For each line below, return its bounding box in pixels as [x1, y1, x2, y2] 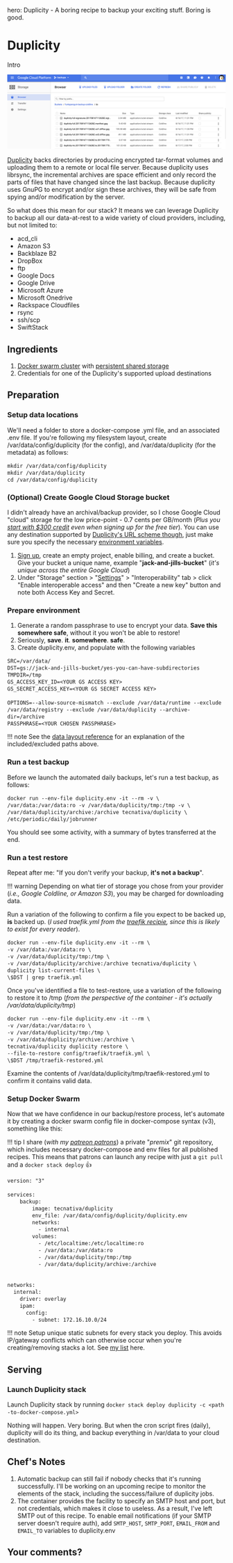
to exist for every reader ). [7, 925, 80, 933]
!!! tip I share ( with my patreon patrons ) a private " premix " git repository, [7, 1138, 214, 1147]
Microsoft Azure [17, 286, 64, 295]
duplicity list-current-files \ [7, 966, 101, 974]
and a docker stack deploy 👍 [7, 1160, 92, 1169]
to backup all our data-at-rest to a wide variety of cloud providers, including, [7, 213, 226, 222]
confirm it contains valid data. [7, 1076, 92, 1085]
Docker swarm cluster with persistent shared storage [17, 362, 169, 371]
